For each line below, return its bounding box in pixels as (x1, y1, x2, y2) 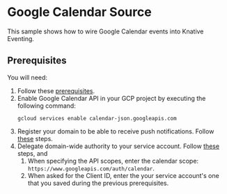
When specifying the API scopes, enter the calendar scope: (27, 156, 199, 165)
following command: (17, 102, 77, 110)
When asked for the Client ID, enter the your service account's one (27, 171, 219, 179)
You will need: (7, 73, 47, 81)
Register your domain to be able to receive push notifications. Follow (17, 127, 214, 136)
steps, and (17, 149, 48, 157)
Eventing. (7, 34, 35, 42)
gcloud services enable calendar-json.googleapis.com (17, 115, 177, 122)
